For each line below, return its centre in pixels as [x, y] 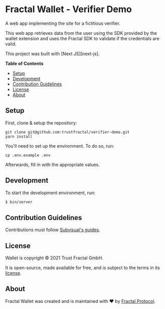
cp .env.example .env [28, 155]
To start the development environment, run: [50, 193]
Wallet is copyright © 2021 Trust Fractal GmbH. [54, 258]
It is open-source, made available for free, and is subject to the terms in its [82, 268]
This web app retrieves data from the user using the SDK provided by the [81, 33]
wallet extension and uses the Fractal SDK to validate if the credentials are [82, 38]
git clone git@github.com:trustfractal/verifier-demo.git [67, 132]
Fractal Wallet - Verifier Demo [69, 9]
